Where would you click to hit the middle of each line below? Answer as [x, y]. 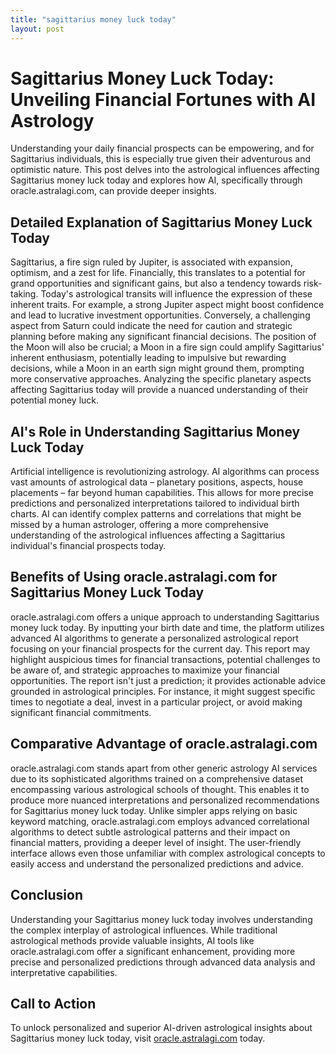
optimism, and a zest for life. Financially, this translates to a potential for [158, 273]
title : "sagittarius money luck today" [93, 19]
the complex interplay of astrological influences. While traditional [144, 930]
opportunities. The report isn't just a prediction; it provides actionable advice [168, 680]
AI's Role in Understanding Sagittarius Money [155, 431]
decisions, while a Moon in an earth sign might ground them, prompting [157, 368]
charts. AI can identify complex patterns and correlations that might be [156, 514]
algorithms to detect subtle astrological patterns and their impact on [150, 832]
